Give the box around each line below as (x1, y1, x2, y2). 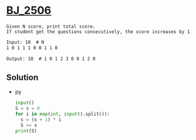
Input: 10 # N (6, 39, 45, 45)
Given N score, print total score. (6, 23, 96, 29)
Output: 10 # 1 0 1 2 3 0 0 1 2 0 (6, 55, 96, 62)
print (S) (14, 127, 37, 134)
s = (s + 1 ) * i (21, 117, 62, 123)
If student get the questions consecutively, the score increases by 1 (6, 28, 190, 35)
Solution (6, 72, 39, 82)
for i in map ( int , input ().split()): (14, 111, 110, 117)
